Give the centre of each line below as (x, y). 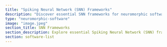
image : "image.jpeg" (27, 23)
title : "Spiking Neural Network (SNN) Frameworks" (59, 10)
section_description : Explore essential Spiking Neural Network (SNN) (80, 32)
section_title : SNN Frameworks (38, 28)
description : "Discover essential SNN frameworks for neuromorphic (77, 14)
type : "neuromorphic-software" (38, 19)
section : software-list (30, 37)
